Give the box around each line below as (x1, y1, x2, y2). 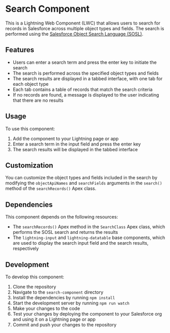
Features (5, 45, 34, 54)
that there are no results (12, 97, 64, 103)
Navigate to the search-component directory (12, 289, 103, 295)
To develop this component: (5, 274, 65, 280)
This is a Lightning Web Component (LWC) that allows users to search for (5, 20, 160, 26)
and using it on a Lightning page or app (12, 316, 96, 322)
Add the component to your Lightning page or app (12, 135, 119, 141)
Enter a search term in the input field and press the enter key (12, 141, 141, 147)
